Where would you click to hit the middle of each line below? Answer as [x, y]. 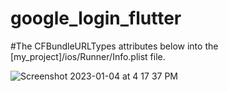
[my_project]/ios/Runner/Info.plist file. [88, 56]
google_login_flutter [96, 18]
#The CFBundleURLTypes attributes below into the [114, 46]
